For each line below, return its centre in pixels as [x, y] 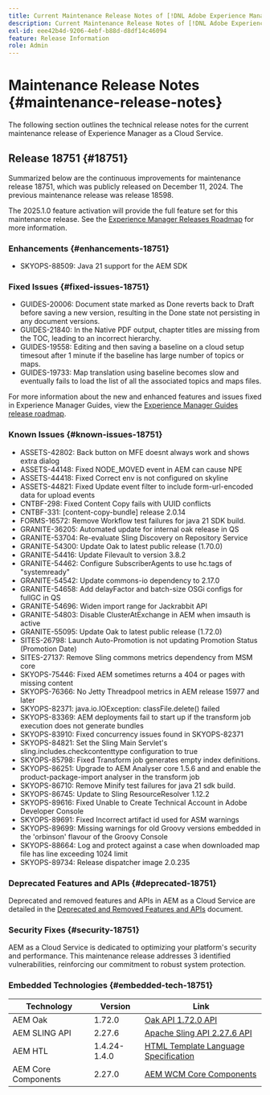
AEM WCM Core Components [200, 1074]
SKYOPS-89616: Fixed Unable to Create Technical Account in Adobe [133, 802]
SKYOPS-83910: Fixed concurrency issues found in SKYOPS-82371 [131, 734]
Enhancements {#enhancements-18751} [89, 248]
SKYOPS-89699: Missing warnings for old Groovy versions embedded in [140, 828]
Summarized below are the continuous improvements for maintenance [125, 178]
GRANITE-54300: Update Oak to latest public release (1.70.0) [121, 546]
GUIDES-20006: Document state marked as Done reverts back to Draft [137, 304]
